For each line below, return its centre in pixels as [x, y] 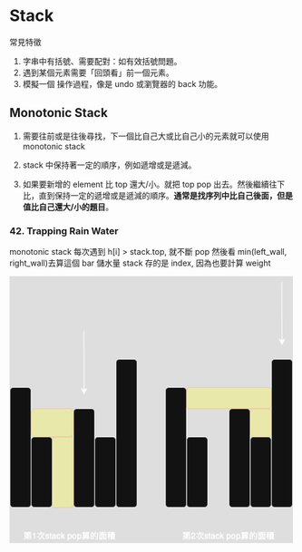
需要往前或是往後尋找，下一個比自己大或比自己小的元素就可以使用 [146, 136]
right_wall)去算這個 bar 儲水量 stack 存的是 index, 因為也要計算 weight [140, 263]
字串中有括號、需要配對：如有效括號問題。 [102, 61]
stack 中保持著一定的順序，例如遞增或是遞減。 [109, 165]
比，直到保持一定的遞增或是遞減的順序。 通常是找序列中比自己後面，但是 [157, 195]
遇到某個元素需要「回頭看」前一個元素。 [98, 73]
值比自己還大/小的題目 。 [68, 207]
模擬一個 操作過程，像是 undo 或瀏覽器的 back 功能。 [122, 83]
